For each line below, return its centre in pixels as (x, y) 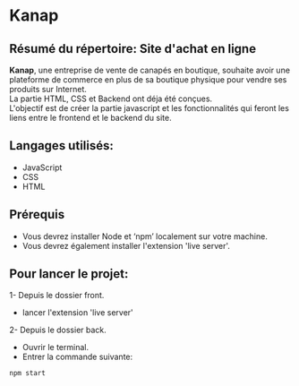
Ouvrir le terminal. (56, 347)
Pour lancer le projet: (69, 274)
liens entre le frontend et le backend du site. (90, 118)
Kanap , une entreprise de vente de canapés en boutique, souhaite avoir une (150, 70)
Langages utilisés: (61, 146)
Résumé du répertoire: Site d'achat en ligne (133, 49)
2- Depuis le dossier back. (58, 330)
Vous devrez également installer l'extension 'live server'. (126, 245)
